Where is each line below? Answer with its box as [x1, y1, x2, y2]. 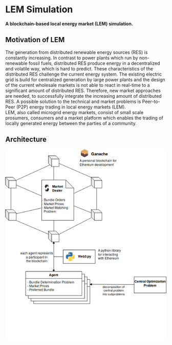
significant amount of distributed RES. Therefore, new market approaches [5, 87, 161, 94]
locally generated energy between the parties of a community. [5, 120, 137, 126]
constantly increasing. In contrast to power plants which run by [5, 55, 138, 61]
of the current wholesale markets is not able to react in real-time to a [5, 82, 150, 88]
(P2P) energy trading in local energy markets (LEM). [16, 104, 126, 110]
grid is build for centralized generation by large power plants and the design [5, 76, 165, 83]
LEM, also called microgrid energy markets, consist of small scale [5, 109, 144, 115]
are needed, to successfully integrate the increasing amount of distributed [5, 93, 162, 99]
